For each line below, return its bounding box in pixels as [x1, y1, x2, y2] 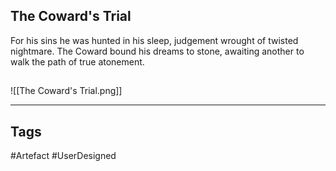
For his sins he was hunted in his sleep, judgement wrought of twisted [10, 34, 299, 46]
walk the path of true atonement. [10, 55, 145, 68]
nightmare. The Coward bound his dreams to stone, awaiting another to [10, 45, 305, 57]
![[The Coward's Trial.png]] [10, 85, 123, 97]
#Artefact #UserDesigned [10, 150, 117, 162]
